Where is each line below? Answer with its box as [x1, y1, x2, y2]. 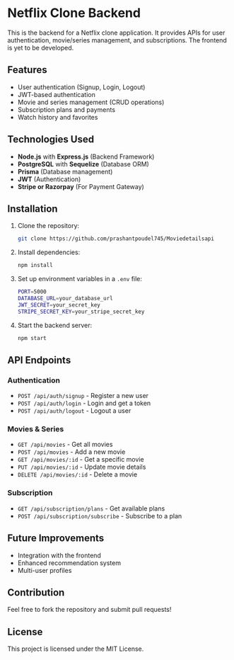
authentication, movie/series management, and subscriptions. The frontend [7, 35, 228, 44]
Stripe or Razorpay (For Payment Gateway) [17, 182, 145, 190]
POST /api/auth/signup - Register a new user [17, 392, 149, 400]
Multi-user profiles [17, 566, 72, 574]
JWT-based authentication [17, 90, 95, 98]
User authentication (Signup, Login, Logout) [17, 83, 146, 91]
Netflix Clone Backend [7, 5, 141, 21]
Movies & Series [7, 424, 64, 434]
